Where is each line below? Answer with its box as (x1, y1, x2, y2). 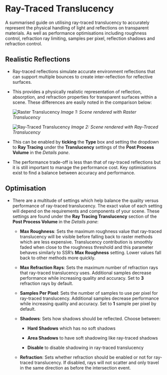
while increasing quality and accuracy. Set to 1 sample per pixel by (19, 300, 157, 307)
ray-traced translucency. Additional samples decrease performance (19, 295, 159, 301)
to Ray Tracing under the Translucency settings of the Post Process (12, 144, 155, 150)
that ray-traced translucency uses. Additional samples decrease (19, 270, 152, 276)
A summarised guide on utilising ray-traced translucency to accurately (5, 19, 150, 25)
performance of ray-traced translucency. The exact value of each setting (12, 202, 163, 208)
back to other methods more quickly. (19, 255, 96, 261)
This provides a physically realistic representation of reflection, (12, 88, 142, 95)
